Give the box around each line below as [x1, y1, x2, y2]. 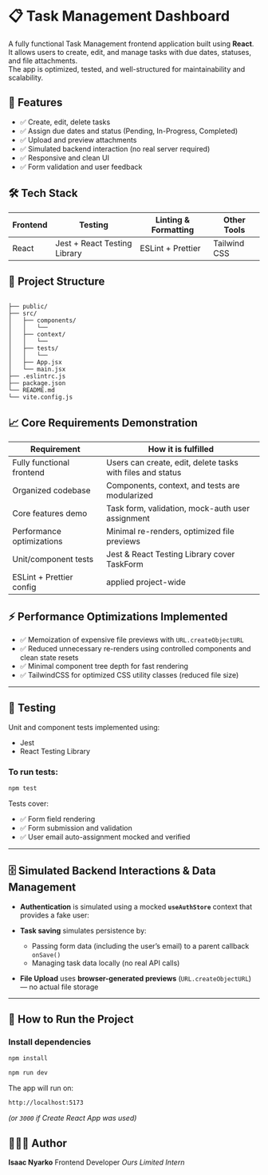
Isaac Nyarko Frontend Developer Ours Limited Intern [8, 1157, 185, 1167]
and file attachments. [8, 56, 78, 65]
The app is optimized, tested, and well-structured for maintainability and [8, 64, 246, 73]
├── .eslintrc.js [8, 372, 66, 380]
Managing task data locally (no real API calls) [31, 958, 180, 968]
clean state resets [19, 653, 79, 662]
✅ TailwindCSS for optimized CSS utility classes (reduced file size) [19, 670, 239, 679]
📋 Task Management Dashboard [8, 7, 230, 26]
